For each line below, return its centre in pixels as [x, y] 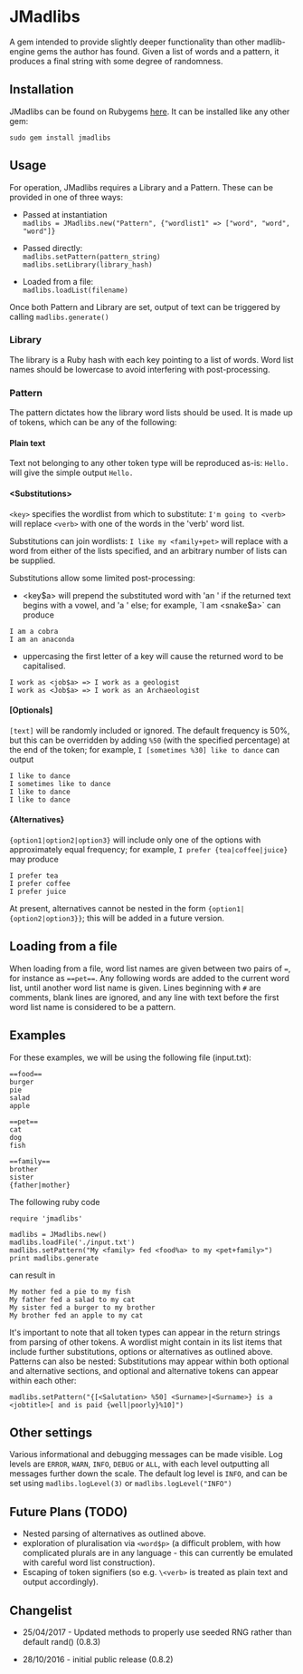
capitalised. [44, 666]
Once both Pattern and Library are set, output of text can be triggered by [145, 307]
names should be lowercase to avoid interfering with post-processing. [140, 369]
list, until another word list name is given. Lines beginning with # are [135, 988]
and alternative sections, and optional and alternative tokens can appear [144, 1370]
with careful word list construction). [89, 1562]
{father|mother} [40, 1185]
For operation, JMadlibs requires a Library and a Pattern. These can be [142, 187]
